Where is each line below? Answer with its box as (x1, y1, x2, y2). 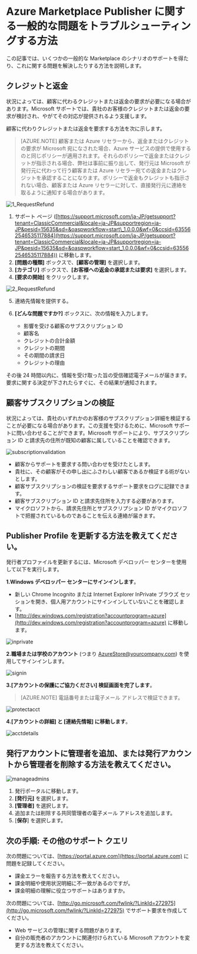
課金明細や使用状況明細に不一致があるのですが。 (14, 880, 133, 886)
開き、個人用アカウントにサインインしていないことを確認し (35, 598, 179, 605)
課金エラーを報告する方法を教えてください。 (14, 872, 123, 879)
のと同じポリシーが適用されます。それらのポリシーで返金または (20, 152, 175, 159)
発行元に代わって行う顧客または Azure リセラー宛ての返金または (20, 166, 177, 174)
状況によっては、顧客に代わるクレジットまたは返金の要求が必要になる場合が (6, 98, 191, 105)
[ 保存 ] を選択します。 (14, 817, 66, 824)
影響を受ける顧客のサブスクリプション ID (23, 322, 123, 329)
